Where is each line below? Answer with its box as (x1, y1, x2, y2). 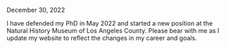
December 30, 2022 (6, 6, 65, 14)
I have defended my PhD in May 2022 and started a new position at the (6, 19, 213, 27)
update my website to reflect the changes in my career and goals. (6, 34, 198, 42)
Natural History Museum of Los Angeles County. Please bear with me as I (6, 27, 220, 35)
